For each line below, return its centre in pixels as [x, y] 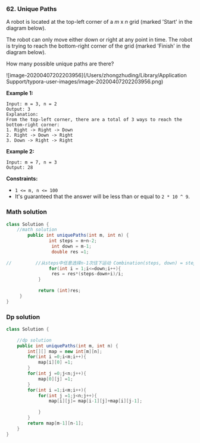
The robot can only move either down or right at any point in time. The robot [99, 40]
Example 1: [20, 93]
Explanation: [22, 115]
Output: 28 [20, 168]
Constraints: [22, 179]
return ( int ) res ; [60, 291]
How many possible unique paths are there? [60, 64]
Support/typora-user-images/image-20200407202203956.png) [85, 81]
